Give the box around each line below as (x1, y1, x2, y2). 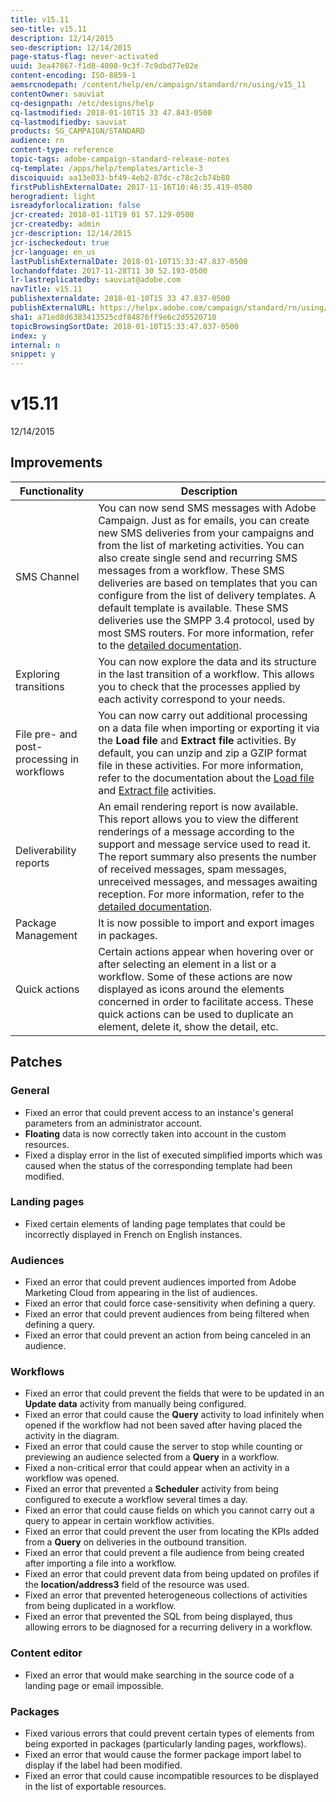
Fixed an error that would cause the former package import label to (24, 1749, 302, 1761)
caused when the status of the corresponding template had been (24, 1159, 293, 1171)
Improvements (10, 454, 103, 471)
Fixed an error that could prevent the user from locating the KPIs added (24, 1526, 320, 1538)
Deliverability (15, 843, 77, 857)
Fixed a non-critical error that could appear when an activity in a (24, 1462, 290, 1474)
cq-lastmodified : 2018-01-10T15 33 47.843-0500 (10, 107, 213, 118)
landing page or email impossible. (24, 1679, 164, 1691)
